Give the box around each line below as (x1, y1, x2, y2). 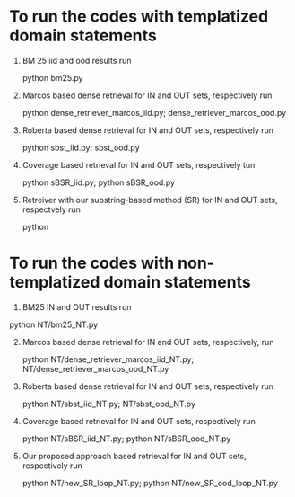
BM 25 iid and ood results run (22, 55, 132, 66)
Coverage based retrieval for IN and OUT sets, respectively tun (22, 159, 256, 170)
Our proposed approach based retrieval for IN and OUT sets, (22, 450, 247, 461)
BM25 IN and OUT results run (22, 301, 132, 312)
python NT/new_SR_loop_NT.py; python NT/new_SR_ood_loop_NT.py (22, 477, 278, 488)
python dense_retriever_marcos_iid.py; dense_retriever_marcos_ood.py (22, 107, 287, 118)
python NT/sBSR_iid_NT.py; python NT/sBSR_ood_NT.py (22, 433, 231, 444)
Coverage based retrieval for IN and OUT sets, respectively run (22, 415, 256, 426)
